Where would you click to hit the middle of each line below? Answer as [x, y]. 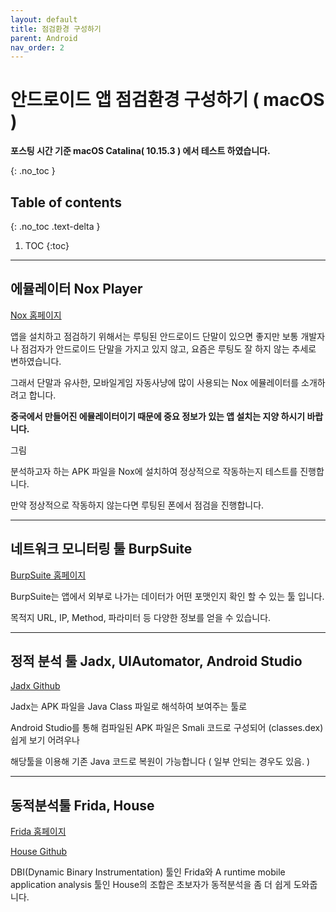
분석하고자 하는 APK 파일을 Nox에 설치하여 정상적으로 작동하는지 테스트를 [154, 471]
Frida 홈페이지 [38, 832]
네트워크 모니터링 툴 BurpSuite [101, 549]
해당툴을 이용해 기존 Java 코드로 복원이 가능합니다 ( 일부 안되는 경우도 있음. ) [160, 762]
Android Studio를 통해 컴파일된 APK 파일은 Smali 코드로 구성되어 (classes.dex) [167, 728]
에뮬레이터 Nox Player [76, 289]
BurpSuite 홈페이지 [48, 575]
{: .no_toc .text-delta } [55, 226]
